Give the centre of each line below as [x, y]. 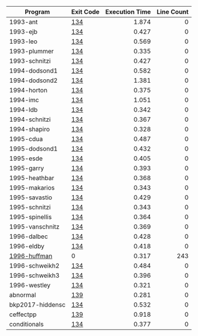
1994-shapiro [29, 129]
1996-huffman [31, 256]
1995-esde [26, 158]
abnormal [22, 295]
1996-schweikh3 [34, 275]
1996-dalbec [28, 236]
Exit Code [85, 12]
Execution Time [128, 12]
